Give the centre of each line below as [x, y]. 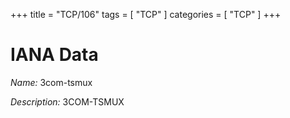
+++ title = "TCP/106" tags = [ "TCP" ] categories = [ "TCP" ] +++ [146, 14]
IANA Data [54, 55]
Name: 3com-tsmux [51, 82]
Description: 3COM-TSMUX [67, 101]
